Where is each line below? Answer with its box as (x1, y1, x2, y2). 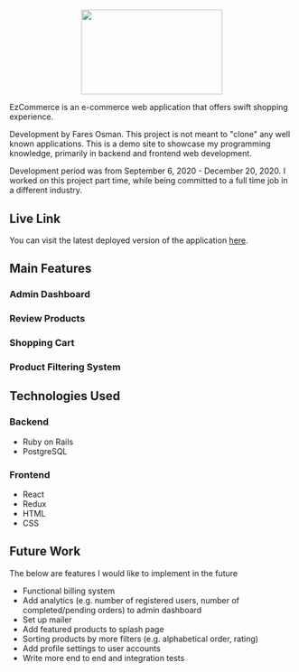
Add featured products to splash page (22, 623, 164, 634)
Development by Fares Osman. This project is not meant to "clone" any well (9, 129, 291, 140)
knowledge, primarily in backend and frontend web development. (9, 148, 253, 159)
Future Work (9, 544, 81, 559)
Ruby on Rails (22, 436, 74, 447)
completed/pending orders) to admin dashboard (22, 604, 202, 615)
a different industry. (9, 185, 83, 196)
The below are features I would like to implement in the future (9, 567, 238, 578)
